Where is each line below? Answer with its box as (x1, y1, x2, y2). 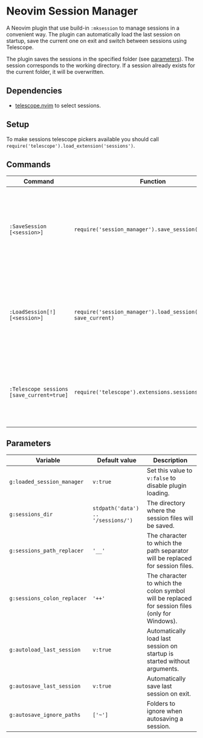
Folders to (147, 699, 176, 708)
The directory (147, 499, 185, 507)
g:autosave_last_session (9, 683, 81, 690)
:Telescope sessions (9, 386, 68, 393)
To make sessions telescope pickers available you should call (6, 135, 159, 143)
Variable (36, 456, 60, 464)
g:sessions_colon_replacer (9, 595, 87, 602)
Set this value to (147, 466, 193, 475)
